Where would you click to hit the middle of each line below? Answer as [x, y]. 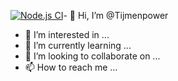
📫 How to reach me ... [71, 67]
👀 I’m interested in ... [67, 34]
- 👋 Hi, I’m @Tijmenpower [116, 15]
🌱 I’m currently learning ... [78, 45]
